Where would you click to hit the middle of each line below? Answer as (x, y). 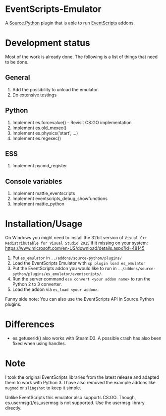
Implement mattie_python (38, 204)
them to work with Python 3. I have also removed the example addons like (81, 382)
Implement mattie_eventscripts (44, 193)
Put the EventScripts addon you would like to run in (64, 269)
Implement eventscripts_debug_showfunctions (60, 199)
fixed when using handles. (39, 343)
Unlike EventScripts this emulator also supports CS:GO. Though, (71, 397)
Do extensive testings (34, 95)
